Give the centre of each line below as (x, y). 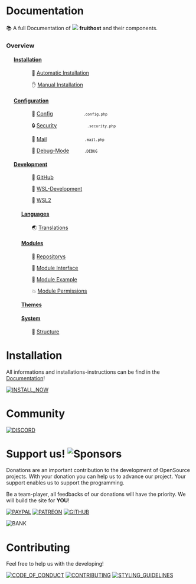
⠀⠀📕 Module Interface (51, 268)
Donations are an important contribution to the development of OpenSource (98, 470)
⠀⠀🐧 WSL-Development (53, 189)
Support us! (36, 454)
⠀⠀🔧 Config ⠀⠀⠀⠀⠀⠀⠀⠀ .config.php (66, 114)
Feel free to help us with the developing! (55, 564)
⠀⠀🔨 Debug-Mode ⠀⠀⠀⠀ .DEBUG (61, 151)
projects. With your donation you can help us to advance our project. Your (96, 476)
